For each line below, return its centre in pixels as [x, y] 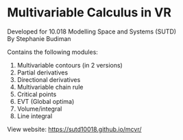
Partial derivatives [42, 72]
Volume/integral [39, 109]
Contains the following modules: [52, 52]
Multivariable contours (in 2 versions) [70, 65]
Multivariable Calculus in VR [89, 13]
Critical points [37, 94]
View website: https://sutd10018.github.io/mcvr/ [74, 129]
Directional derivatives [49, 79]
